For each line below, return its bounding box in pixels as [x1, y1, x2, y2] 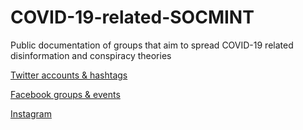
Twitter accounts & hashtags [10, 69, 128, 81]
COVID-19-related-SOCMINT [10, 6, 255, 29]
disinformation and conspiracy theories [10, 49, 172, 61]
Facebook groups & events [10, 88, 121, 100]
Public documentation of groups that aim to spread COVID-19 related [10, 39, 294, 51]
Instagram [10, 107, 52, 120]
